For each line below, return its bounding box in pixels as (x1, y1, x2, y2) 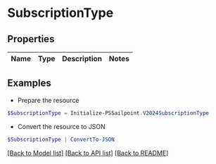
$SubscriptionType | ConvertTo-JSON (7, 136, 115, 143)
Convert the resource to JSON (17, 122, 106, 131)
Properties (7, 33, 55, 45)
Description (62, 54, 102, 63)
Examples (7, 77, 51, 89)
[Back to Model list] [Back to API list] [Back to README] (7, 149, 169, 157)
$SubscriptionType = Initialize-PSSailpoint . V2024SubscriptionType (7, 109, 210, 117)
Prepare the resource (17, 96, 80, 104)
